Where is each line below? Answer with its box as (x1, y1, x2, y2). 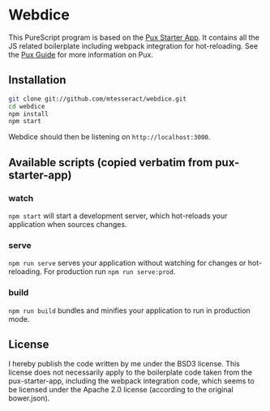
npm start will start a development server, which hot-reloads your (8, 211, 228, 220)
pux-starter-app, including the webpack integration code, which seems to (8, 376, 255, 386)
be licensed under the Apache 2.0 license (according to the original (8, 385, 234, 395)
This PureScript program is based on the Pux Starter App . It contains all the (8, 32, 259, 42)
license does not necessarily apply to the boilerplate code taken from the (8, 367, 253, 378)
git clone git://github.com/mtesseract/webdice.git (8, 95, 186, 103)
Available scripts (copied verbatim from (8, 156, 213, 169)
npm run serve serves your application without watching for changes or (8, 258, 246, 268)
